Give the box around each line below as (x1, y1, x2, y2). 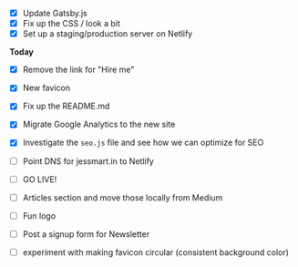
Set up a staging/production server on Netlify (22, 28, 193, 39)
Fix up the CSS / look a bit (22, 18, 121, 29)
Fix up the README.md (22, 100, 110, 112)
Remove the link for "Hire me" (22, 64, 135, 76)
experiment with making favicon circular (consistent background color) (22, 246, 290, 258)
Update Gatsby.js (22, 8, 88, 18)
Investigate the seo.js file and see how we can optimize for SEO (22, 137, 264, 149)
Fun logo (22, 210, 57, 221)
